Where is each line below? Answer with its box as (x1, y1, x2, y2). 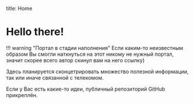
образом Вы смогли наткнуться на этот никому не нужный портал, (6, 51, 174, 58)
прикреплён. (6, 91, 38, 98)
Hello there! (6, 26, 64, 38)
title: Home (6, 5, 33, 12)
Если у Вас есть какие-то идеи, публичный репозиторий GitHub (6, 85, 165, 92)
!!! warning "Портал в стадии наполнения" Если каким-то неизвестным (6, 44, 183, 51)
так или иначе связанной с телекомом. (6, 74, 104, 81)
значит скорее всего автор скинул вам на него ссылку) (6, 56, 145, 63)
